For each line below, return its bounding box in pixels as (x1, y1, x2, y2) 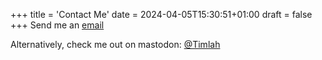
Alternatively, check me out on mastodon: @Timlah (10, 39, 221, 50)
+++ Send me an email (10, 19, 105, 31)
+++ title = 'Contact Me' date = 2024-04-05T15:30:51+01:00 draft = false (10, 9, 313, 20)
